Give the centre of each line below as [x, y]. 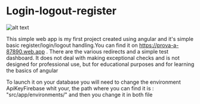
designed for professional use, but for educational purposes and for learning [100, 64]
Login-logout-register [61, 11]
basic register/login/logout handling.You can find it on [72, 45]
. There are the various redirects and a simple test [107, 51]
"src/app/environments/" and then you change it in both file [79, 94]
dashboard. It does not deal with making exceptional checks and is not [93, 58]
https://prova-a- [159, 45]
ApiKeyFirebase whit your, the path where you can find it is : [80, 88]
